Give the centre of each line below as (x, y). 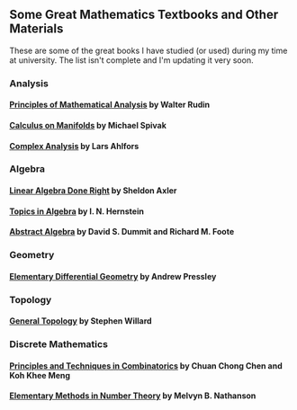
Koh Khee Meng (40, 375)
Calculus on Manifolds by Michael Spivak (88, 125)
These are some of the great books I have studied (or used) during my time (148, 50)
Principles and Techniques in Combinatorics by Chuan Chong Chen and (146, 365)
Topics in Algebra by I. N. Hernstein (76, 211)
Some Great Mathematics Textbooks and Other (144, 15)
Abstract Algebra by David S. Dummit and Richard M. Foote (122, 232)
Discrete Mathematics (58, 344)
